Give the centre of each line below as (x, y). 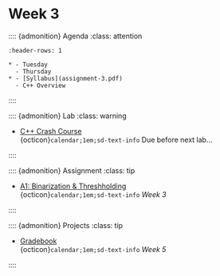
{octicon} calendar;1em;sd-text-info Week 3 (93, 194)
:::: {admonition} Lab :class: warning (67, 116)
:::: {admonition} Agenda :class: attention (75, 36)
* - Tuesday (28, 65)
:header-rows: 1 (35, 50)
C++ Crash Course (51, 131)
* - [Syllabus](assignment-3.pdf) (66, 78)
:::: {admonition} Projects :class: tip (66, 225)
